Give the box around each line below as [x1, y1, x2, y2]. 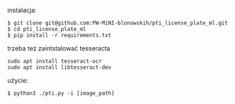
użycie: [7, 77, 29, 84]
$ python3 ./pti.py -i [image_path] [7, 90, 115, 97]
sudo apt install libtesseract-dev [7, 64, 112, 71]
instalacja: [7, 6, 37, 14]
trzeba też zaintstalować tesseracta [7, 44, 110, 52]
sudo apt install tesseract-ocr [7, 58, 102, 65]
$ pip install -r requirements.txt [7, 32, 112, 39]
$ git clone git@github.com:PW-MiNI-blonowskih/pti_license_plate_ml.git [7, 20, 229, 27]
